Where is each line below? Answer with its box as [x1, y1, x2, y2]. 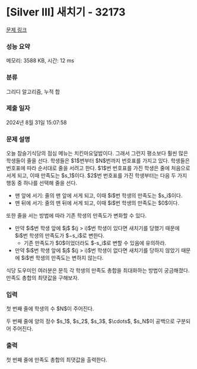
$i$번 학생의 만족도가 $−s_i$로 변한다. [14, 232, 105, 239]
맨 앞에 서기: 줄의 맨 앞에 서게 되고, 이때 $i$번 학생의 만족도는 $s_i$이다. [14, 192, 183, 199]
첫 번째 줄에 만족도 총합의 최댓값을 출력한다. [6, 356, 108, 363]
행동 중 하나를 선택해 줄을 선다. [6, 179, 78, 187]
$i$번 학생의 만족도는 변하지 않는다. [21, 255, 104, 262]
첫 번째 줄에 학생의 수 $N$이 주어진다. [6, 305, 94, 312]
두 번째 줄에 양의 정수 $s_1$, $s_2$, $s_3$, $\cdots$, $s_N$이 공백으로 [6, 318, 175, 325]
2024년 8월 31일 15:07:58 [6, 119, 67, 126]
